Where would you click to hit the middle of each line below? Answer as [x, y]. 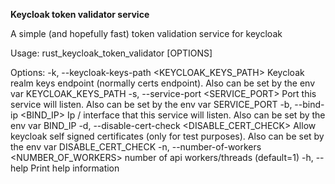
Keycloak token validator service [80, 14]
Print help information [75, 168]
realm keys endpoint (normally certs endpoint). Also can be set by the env [163, 83]
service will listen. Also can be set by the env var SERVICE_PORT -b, [151, 104]
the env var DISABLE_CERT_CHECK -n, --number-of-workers [136, 147]
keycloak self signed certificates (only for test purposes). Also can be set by [167, 136]
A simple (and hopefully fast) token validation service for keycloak [146, 33]
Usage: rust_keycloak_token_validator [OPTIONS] [111, 53]
